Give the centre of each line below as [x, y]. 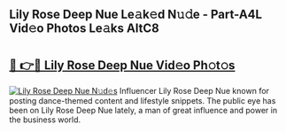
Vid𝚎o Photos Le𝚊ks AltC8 [84, 29]
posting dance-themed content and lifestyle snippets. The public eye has [143, 101]
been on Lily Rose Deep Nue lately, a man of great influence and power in [143, 110]
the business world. [45, 120]
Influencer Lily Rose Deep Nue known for [194, 91]
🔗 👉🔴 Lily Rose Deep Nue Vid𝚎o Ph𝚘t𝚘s [122, 65]
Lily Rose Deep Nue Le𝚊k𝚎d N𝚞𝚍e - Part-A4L [136, 15]
